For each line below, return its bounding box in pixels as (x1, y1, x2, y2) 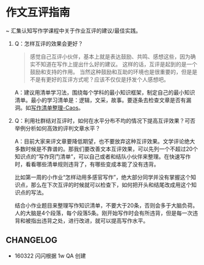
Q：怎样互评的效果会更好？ (14, 40, 84, 47)
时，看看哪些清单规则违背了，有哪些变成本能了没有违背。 (14, 160, 159, 168)
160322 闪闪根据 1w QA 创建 (14, 252, 86, 260)
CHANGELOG (5, 235, 57, 245)
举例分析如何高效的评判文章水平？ (14, 125, 101, 132)
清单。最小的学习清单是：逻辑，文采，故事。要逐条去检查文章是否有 (14, 96, 186, 104)
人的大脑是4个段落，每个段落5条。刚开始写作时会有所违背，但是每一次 (14, 209, 193, 217)
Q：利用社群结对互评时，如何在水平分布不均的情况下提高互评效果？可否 (14, 117, 196, 124)
